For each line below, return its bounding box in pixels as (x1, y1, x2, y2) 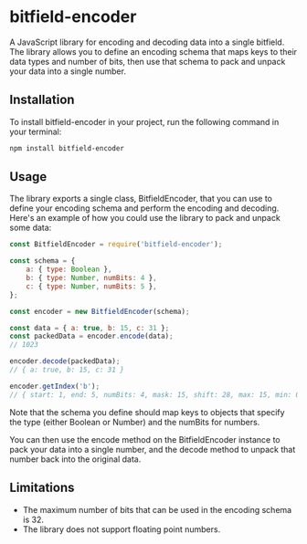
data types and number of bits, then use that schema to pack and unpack (9, 56, 286, 67)
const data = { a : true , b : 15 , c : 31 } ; (9, 323, 170, 332)
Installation (9, 92, 75, 108)
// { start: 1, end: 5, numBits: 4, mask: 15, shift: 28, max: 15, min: (9, 390, 292, 399)
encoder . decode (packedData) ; (9, 357, 121, 366)
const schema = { (9, 256, 76, 266)
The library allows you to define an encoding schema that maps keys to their (9, 46, 298, 57)
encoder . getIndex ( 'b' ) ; (9, 382, 101, 391)
